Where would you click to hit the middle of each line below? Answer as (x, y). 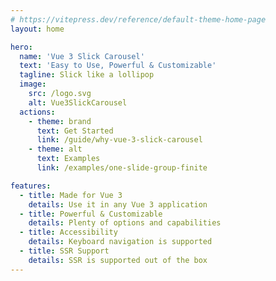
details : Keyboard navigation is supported (120, 242)
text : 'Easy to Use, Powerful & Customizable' (118, 66)
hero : (21, 47)
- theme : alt (55, 149)
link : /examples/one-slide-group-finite (122, 168)
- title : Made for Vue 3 (71, 195)
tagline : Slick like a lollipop (87, 75)
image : (33, 84)
